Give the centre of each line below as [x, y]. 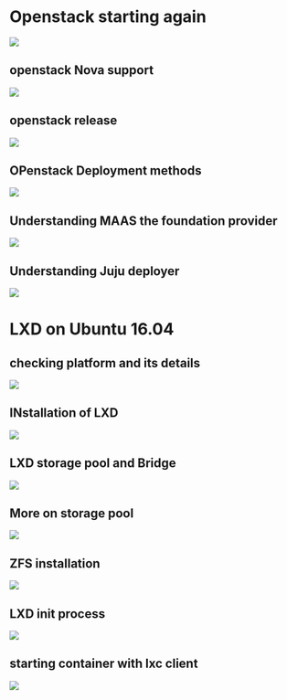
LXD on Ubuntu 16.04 [92, 329]
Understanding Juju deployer [95, 271]
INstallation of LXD [64, 413]
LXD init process [58, 614]
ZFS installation [55, 563]
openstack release [64, 121]
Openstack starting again [108, 17]
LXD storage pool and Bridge [93, 463]
